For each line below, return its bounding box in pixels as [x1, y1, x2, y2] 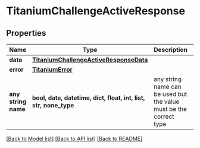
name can [154, 82, 182, 91]
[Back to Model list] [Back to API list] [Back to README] [6, 135, 143, 142]
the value [154, 97, 180, 106]
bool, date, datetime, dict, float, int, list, [32, 94, 145, 102]
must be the [154, 105, 187, 113]
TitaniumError [32, 66, 73, 73]
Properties [6, 28, 46, 38]
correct [154, 112, 174, 121]
